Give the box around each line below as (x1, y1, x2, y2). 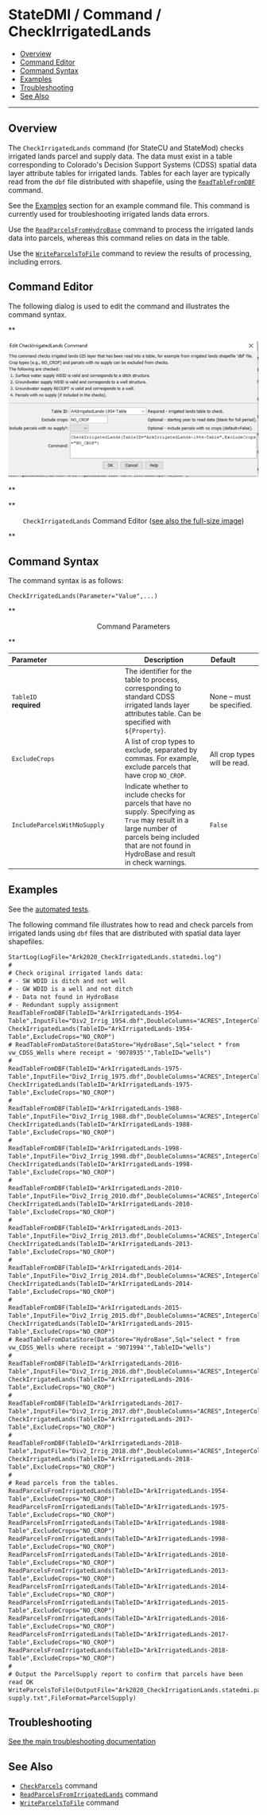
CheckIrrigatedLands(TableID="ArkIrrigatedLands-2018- (8, 1455, 194, 1463)
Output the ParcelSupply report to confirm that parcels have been (15, 1670, 244, 1678)
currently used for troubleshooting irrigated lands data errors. (8, 209, 210, 218)
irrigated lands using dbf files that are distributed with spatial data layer (8, 928, 242, 938)
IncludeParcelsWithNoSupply (11, 821, 105, 829)
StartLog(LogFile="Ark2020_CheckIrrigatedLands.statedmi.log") (8, 953, 222, 961)
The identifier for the (124, 666, 192, 676)
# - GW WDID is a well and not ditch (8, 985, 133, 993)
